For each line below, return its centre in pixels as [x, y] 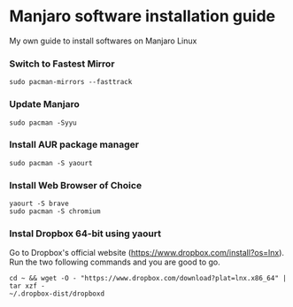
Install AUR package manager [74, 145]
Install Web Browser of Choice [76, 185]
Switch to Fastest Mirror [62, 64]
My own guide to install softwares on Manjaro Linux [103, 41]
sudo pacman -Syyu [43, 123]
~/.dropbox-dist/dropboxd [57, 294]
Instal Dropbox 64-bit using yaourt [85, 234]
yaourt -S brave [39, 204]
